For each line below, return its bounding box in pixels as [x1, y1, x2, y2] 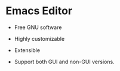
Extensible [14, 46, 40, 54]
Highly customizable [14, 35, 65, 42]
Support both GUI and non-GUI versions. [14, 58, 115, 65]
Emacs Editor [5, 4, 73, 18]
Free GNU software [14, 24, 62, 31]
